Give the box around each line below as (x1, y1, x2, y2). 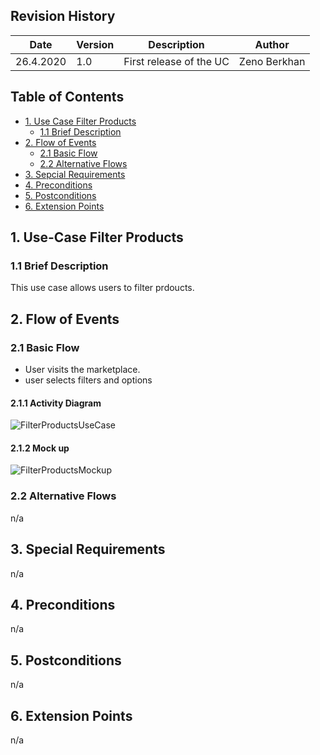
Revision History (10, 8, 116, 25)
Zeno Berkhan (238, 54, 306, 68)
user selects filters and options (24, 374, 153, 386)
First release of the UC (123, 54, 230, 68)
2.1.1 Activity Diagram (10, 397, 102, 409)
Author (254, 37, 290, 51)
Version (76, 37, 115, 51)
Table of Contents (10, 89, 125, 106)
